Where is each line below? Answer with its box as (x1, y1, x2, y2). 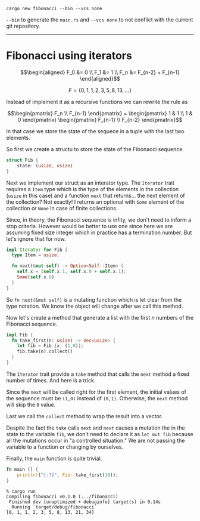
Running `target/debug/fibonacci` (11, 504, 97, 510)
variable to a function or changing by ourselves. (6, 443, 124, 450)
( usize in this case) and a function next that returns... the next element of (6, 192, 186, 199)
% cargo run (6, 488, 36, 494)
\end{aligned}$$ (79, 75, 121, 82)
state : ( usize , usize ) (17, 163, 73, 168)
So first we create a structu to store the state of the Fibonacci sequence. (6, 145, 185, 152)
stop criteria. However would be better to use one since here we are (6, 222, 173, 229)
